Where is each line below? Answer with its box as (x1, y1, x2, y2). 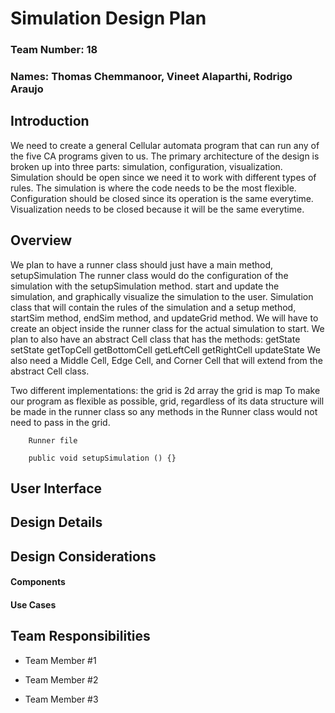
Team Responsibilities (10, 628, 151, 645)
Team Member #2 (24, 673, 99, 686)
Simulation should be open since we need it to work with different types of (10, 171, 317, 183)
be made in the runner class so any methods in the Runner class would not (10, 405, 318, 417)
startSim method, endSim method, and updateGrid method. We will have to (10, 312, 319, 324)
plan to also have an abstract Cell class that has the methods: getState (10, 333, 301, 345)
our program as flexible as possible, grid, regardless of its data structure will (10, 395, 325, 407)
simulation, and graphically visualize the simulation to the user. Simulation (10, 290, 314, 302)
